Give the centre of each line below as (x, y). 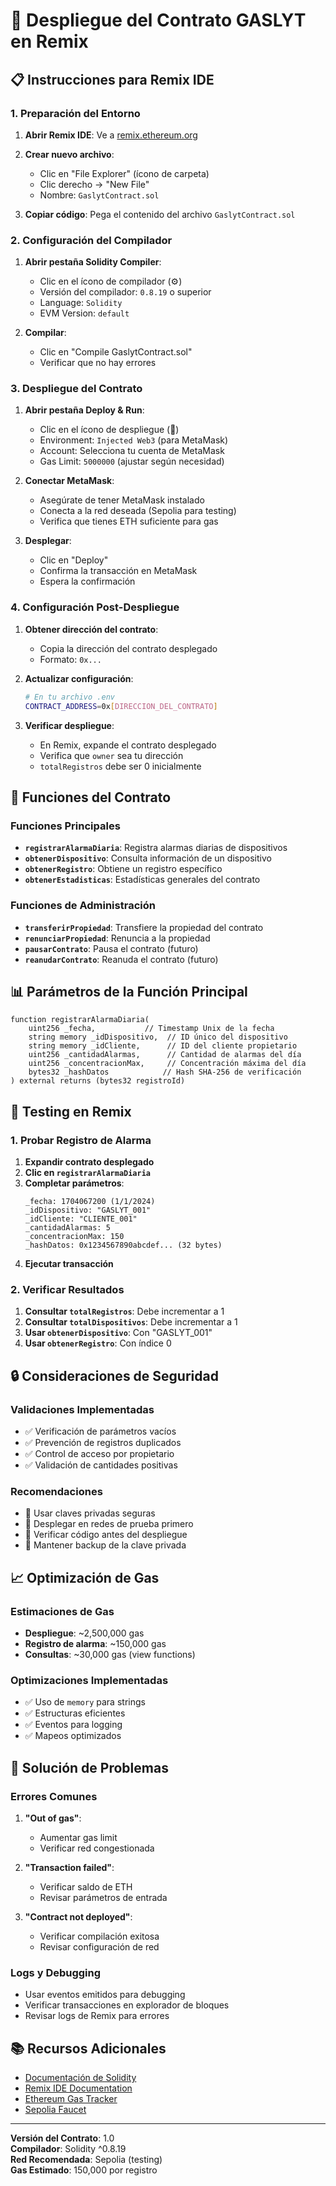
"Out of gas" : (53, 1818)
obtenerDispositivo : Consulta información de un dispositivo (148, 858)
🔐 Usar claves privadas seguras (90, 1513)
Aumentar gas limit (78, 1837)
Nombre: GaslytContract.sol (99, 195)
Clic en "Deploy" (74, 560)
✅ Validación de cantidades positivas (101, 1465)
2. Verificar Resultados (67, 1289)
